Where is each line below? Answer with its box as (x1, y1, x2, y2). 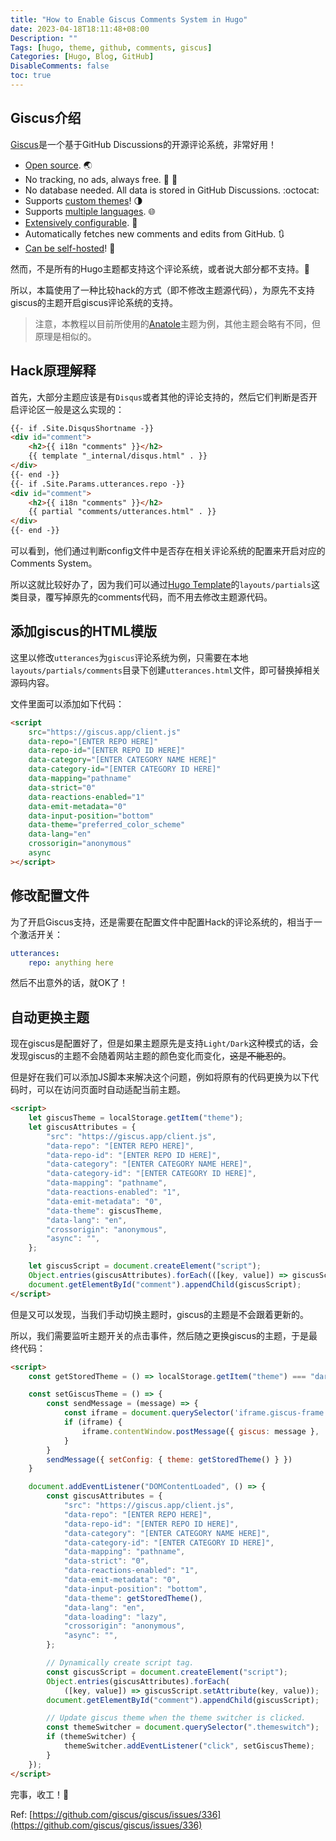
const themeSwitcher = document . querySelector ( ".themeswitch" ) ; (46, 1722, 320, 1733)
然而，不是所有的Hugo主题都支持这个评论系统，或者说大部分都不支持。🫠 (10, 262, 310, 275)
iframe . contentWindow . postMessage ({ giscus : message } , (81, 1426, 320, 1436)
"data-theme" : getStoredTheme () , (63, 1593, 203, 1603)
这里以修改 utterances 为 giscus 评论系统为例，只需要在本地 (10, 651, 249, 663)
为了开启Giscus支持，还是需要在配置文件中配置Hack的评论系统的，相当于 (10, 916, 314, 928)
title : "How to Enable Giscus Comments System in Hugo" (10, 14, 248, 25)
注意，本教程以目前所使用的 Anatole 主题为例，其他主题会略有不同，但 (34, 317, 321, 330)
